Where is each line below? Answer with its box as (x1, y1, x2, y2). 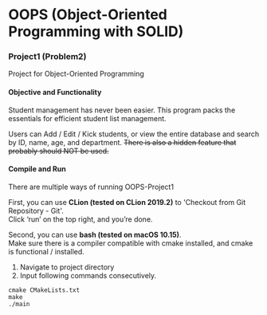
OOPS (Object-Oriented (8, 6, 167, 24)
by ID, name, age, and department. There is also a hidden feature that (8, 137, 237, 147)
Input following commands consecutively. (19, 270, 157, 280)
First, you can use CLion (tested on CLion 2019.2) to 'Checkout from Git (8, 197, 246, 207)
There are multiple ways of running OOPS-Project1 (8, 182, 174, 191)
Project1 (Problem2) (8, 51, 87, 62)
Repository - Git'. (8, 206, 64, 215)
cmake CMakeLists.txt (8, 285, 80, 294)
